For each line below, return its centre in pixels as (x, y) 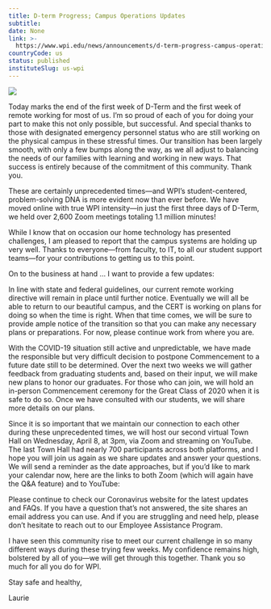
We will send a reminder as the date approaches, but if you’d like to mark (129, 466)
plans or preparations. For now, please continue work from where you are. (131, 332)
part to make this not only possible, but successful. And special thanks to (130, 124)
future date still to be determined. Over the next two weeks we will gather (130, 365)
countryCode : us (35, 53)
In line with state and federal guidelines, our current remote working (121, 289)
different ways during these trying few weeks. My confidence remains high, (134, 549)
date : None (27, 31)
